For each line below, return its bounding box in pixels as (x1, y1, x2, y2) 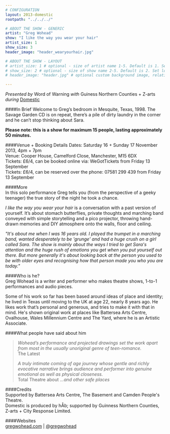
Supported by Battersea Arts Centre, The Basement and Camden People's (5, 392, 160, 398)
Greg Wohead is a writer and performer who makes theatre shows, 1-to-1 (5, 278, 157, 284)
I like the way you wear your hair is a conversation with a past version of (5, 205, 156, 211)
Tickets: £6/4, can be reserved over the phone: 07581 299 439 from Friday (5, 169, 161, 175)
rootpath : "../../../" (5, 17, 53, 22)
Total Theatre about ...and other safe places (17, 377, 110, 383)
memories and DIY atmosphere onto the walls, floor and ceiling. (19, 221, 152, 227)
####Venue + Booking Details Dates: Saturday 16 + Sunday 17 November (5, 142, 158, 148)
